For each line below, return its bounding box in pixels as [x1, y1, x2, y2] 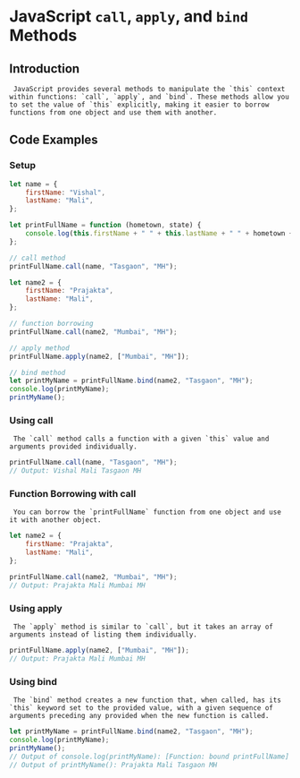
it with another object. [9, 516, 102, 525]
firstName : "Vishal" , [25, 188, 105, 197]
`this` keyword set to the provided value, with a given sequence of [9, 704, 274, 713]
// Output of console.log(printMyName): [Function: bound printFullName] [9, 752, 290, 761]
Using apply [9, 602, 62, 614]
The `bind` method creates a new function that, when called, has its [12, 696, 281, 705]
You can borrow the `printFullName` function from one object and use [12, 508, 281, 517]
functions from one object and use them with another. [9, 108, 218, 117]
